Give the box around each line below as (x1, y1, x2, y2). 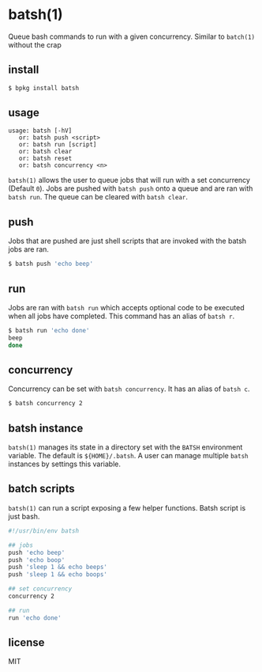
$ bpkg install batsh (8, 84, 80, 92)
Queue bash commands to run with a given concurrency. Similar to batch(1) (8, 32, 255, 41)
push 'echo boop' (8, 556, 65, 564)
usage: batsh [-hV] (8, 127, 73, 135)
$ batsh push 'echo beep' (8, 260, 93, 268)
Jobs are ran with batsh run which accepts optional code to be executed (8, 302, 245, 312)
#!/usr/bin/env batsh (8, 526, 80, 535)
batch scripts (8, 482, 75, 495)
